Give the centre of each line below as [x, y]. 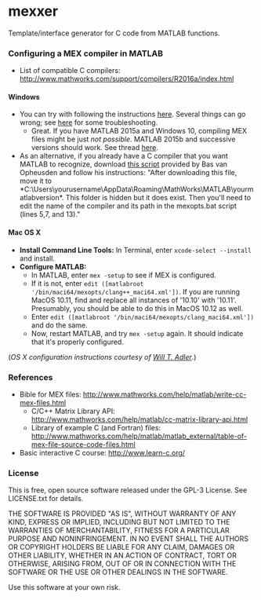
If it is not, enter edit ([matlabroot [87, 283]
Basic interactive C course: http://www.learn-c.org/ [102, 452]
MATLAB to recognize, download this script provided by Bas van [123, 164]
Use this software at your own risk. [64, 587]
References [31, 377]
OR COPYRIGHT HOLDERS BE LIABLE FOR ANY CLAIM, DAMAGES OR [121, 547]
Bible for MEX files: [50, 394]
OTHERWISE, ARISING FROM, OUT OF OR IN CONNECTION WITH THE [122, 564]
